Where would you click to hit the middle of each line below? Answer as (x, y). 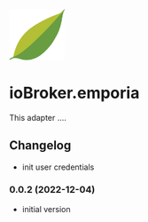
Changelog (40, 146)
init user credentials (58, 167)
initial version (46, 209)
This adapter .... (38, 117)
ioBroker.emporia (74, 93)
